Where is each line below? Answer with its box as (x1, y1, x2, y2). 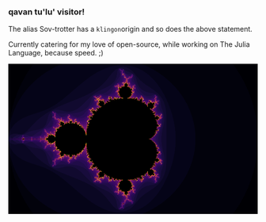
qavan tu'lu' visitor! (8, 6, 85, 17)
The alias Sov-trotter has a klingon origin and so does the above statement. (8, 25, 253, 34)
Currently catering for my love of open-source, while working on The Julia (8, 40, 251, 49)
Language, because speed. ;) (8, 48, 104, 58)
